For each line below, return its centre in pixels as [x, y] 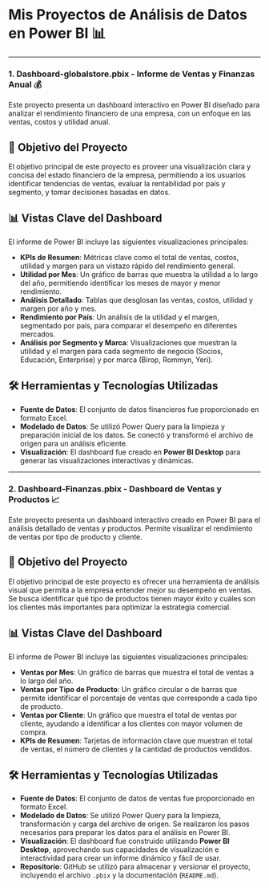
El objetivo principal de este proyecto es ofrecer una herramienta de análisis [134, 581]
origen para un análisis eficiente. [74, 443]
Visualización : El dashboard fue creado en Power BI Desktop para [130, 452]
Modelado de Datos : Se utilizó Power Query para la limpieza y [122, 426]
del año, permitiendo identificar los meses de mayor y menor [120, 283]
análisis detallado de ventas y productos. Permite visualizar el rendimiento [131, 528]
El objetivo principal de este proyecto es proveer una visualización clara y [130, 167]
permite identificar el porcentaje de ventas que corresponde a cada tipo [139, 698]
